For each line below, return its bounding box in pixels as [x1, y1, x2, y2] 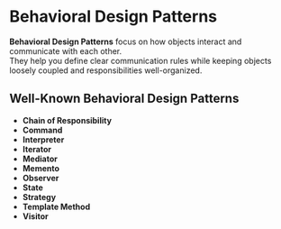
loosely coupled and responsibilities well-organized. [9, 65, 203, 76]
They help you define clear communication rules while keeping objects [9, 55, 272, 66]
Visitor [22, 210, 49, 222]
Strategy [22, 191, 57, 202]
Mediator [22, 153, 59, 164]
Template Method [22, 201, 91, 212]
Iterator [22, 143, 52, 154]
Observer [22, 172, 59, 183]
